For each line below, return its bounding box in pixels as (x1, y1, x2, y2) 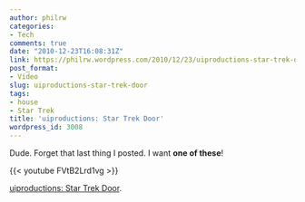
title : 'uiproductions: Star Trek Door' (9, 114, 165, 123)
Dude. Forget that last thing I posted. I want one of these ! (9, 148, 224, 159)
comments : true (9, 38, 67, 48)
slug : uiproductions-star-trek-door (9, 81, 148, 90)
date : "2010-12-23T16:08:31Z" (9, 47, 124, 56)
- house (9, 97, 39, 107)
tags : (9, 89, 30, 98)
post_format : (9, 64, 59, 73)
